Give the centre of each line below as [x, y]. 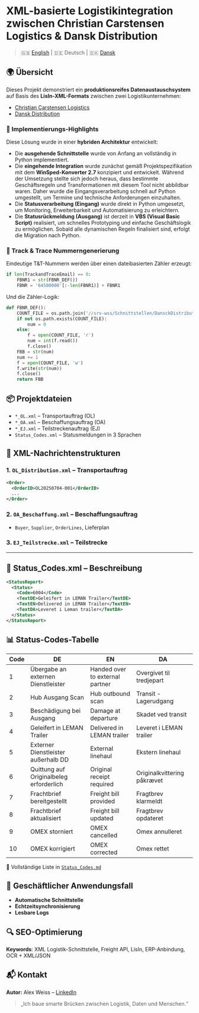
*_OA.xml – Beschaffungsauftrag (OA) [60, 422]
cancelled [104, 836]
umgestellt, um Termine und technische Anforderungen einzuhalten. [98, 197]
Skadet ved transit [161, 715]
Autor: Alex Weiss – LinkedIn [41, 992]
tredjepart [150, 680]
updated [102, 818]
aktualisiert [46, 818]
